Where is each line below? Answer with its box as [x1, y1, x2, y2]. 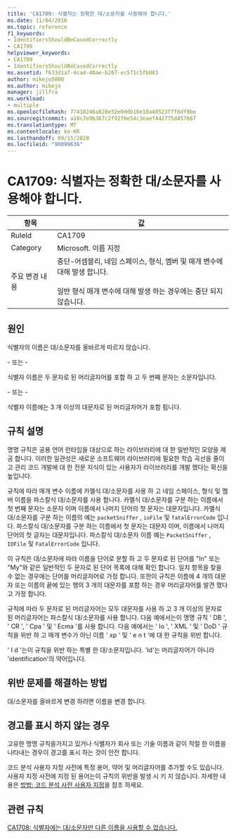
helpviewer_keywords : [7, 50, 71, 57]
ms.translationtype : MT [7, 121, 77, 129]
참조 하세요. [111, 781, 144, 789]
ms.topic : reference [7, 23, 68, 30]
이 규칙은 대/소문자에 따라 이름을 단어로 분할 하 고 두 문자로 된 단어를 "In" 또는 [7, 554, 221, 562]
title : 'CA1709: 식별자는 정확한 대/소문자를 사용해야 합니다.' [7, 10, 171, 18]
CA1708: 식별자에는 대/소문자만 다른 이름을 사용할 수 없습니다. [7, 823, 178, 832]
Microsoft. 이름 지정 [57, 243, 121, 253]
